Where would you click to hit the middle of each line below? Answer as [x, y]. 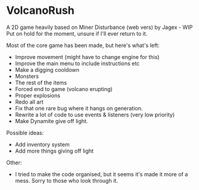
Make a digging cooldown [47, 69]
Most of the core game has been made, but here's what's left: [83, 45]
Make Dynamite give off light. [52, 121]
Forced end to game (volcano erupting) [64, 89]
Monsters [27, 76]
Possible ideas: [25, 133]
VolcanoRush [40, 11]
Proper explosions [37, 95]
